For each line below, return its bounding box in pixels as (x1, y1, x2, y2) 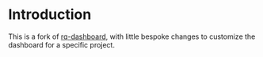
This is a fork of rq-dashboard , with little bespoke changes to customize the (8, 32, 256, 41)
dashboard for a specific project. (8, 40, 115, 49)
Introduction (8, 6, 92, 24)
